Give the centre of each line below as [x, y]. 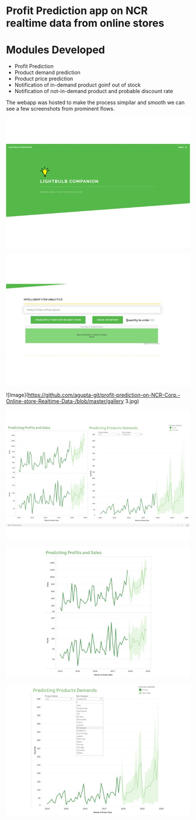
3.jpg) [132, 401]
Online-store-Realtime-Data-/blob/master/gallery [65, 401]
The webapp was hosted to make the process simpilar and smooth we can [95, 102]
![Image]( [17, 395]
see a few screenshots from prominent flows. [60, 109]
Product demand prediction [47, 73]
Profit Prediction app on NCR [77, 11]
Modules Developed [56, 50]
